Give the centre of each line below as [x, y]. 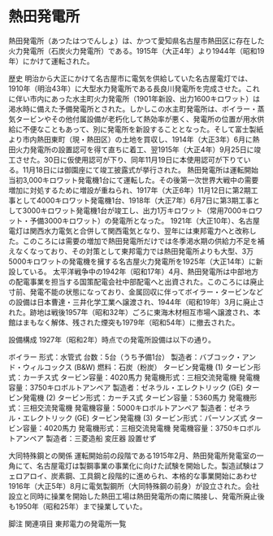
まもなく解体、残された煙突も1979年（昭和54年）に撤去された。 [131, 322]
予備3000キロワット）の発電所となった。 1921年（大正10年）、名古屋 [145, 220]
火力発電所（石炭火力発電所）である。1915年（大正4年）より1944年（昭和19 [136, 50]
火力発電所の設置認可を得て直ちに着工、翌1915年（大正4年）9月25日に [134, 149]
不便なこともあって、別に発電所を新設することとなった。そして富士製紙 [143, 129]
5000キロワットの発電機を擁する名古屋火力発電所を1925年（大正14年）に [132, 261]
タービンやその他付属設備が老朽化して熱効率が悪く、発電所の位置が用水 [136, 119]
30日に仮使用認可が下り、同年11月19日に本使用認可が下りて [143, 159]
